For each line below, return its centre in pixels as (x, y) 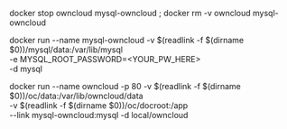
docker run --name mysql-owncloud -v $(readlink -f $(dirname (127, 40)
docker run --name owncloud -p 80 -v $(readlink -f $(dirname (125, 86)
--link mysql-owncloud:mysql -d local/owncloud (99, 115)
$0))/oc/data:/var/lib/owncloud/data (76, 96)
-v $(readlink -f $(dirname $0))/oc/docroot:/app (99, 106)
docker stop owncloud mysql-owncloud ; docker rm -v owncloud (130, 13)
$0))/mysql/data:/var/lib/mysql (66, 50)
